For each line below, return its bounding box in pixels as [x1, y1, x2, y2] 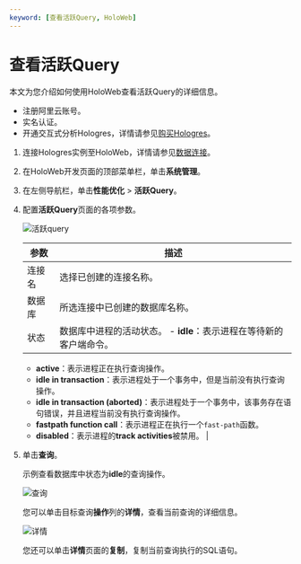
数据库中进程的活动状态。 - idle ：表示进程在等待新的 [59, 324, 284, 337]
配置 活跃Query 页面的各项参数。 [21, 204, 142, 215]
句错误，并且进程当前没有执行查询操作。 [35, 408, 185, 419]
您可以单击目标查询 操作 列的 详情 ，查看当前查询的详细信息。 [21, 507, 243, 517]
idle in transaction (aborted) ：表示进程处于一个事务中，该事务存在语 [35, 396, 292, 407]
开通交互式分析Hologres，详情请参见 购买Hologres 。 [21, 128, 216, 138]
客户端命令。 [59, 338, 114, 350]
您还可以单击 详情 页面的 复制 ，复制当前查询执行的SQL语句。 [21, 544, 243, 555]
